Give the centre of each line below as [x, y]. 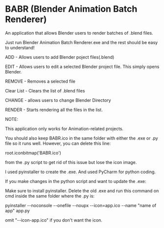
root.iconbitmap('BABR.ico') [33, 153]
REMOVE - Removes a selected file [40, 81]
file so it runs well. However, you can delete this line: [58, 143]
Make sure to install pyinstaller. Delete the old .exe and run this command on [82, 191]
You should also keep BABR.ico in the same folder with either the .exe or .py [82, 138]
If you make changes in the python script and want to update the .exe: [76, 181]
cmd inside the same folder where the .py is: [50, 196]
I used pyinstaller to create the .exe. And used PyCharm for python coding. [80, 172]
